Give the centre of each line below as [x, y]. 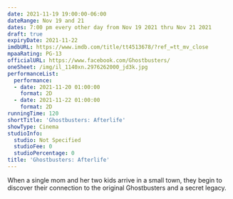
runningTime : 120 [33, 113]
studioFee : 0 [33, 147]
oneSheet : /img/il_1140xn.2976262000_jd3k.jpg [78, 67]
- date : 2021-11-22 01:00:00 [57, 101]
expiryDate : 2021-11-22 [43, 41]
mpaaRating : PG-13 [35, 54]
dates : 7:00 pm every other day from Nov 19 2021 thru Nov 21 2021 [110, 27]
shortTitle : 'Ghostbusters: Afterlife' [67, 120]
